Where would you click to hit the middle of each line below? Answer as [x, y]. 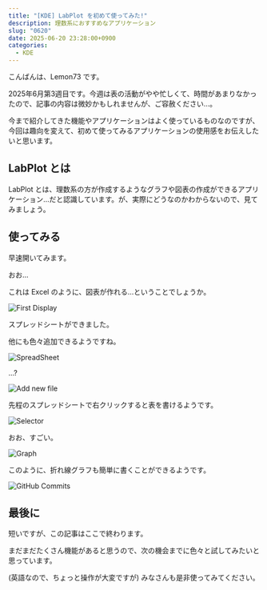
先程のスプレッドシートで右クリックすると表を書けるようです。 [113, 404]
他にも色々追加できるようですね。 [64, 341]
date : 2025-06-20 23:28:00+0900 [62, 38]
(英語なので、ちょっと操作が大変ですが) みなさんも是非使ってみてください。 [134, 578]
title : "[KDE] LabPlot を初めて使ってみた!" [78, 16]
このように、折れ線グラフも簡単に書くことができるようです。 [109, 470]
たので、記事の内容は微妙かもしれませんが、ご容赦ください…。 [113, 104]
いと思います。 [33, 140]
